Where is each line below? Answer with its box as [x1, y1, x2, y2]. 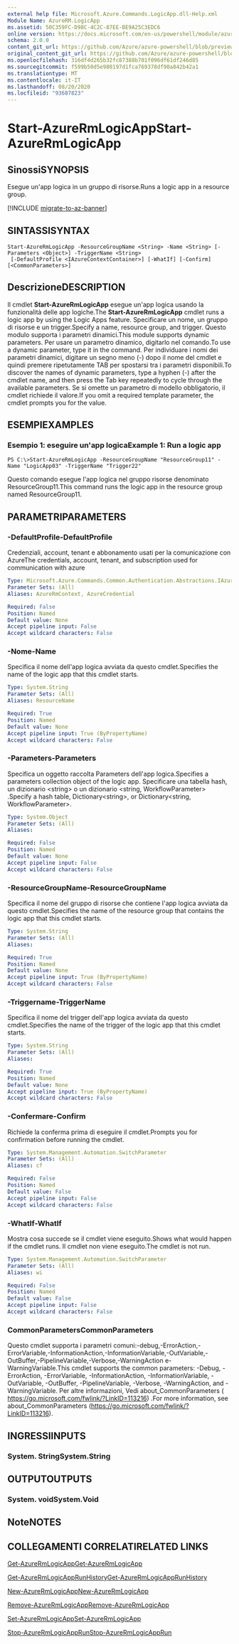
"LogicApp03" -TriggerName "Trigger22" [23, 463, 142, 470]
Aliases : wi [7, 1269, 43, 1276]
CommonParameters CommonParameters [7, 1325, 154, 1335]
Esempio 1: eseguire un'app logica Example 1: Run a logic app [7, 440, 222, 450]
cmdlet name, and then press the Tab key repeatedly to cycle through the [7, 375, 223, 384]
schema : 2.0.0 [7, 37, 50, 44]
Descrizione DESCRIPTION [7, 282, 126, 294]
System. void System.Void [7, 1494, 100, 1504]
